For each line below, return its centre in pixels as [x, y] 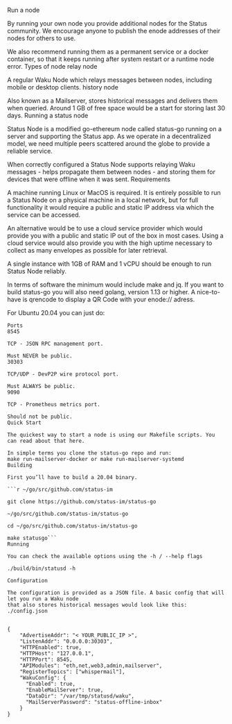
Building [20, 465]
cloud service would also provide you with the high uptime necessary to [110, 243]
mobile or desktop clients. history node [63, 87]
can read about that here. [46, 441]
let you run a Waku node [43, 599]
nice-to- [208, 292]
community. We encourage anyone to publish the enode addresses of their [114, 31]
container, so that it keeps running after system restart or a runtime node [111, 59]
